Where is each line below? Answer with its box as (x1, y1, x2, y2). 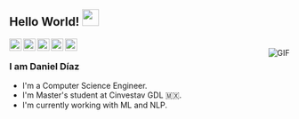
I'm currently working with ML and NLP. (21, 99, 167, 111)
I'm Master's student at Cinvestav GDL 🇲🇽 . (21, 90, 182, 100)
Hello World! (9, 14, 80, 29)
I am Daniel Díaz (9, 59, 80, 72)
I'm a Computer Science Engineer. (21, 81, 148, 91)
